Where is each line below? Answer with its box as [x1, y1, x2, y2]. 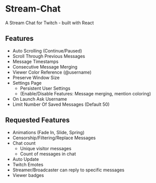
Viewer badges [12, 172, 44, 178]
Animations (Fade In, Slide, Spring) [12, 129, 85, 135]
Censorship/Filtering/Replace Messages [12, 135, 96, 141]
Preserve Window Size [12, 74, 60, 81]
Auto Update [12, 156, 39, 162]
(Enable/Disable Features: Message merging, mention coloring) [20, 90, 151, 96]
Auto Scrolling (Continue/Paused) [12, 47, 82, 53]
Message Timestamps [12, 58, 59, 65]
